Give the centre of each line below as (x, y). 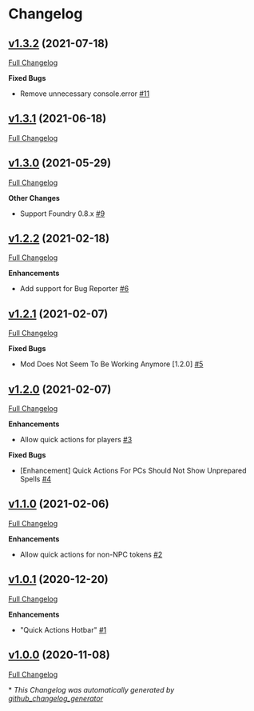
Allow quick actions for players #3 (76, 440)
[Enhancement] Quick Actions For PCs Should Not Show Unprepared (133, 471)
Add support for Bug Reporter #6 (74, 289)
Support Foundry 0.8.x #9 (62, 214)
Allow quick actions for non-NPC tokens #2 (91, 554)
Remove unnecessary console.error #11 (85, 94)
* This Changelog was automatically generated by (91, 689)
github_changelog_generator (56, 698)
